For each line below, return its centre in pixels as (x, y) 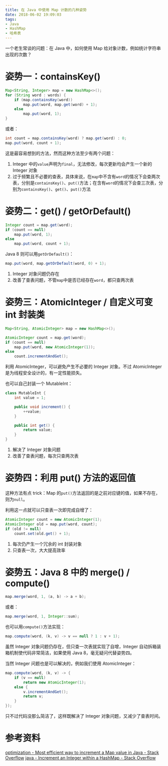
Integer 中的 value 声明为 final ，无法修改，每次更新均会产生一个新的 (82, 164)
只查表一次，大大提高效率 (39, 550)
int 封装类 (25, 315)
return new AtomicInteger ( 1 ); (55, 682)
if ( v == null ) (30, 677)
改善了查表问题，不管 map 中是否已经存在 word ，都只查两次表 (73, 280)
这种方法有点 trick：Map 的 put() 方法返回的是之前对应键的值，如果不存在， (83, 493)
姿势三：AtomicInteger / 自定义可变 (79, 302)
